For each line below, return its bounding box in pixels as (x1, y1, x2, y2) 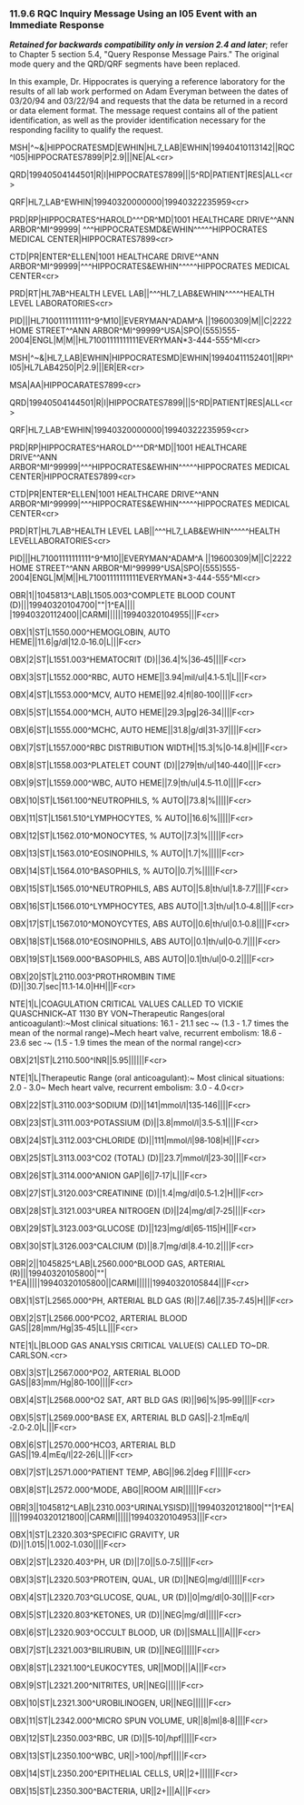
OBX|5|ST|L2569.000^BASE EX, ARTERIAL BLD (9, 1412, 187, 1423)
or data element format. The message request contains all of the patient (9, 105, 279, 116)
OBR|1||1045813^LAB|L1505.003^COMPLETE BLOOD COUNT (9, 590, 236, 601)
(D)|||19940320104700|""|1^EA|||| (9, 599, 136, 611)
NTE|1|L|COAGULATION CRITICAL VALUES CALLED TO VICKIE (9, 998, 244, 1009)
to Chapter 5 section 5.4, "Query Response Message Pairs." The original (9, 49, 279, 60)
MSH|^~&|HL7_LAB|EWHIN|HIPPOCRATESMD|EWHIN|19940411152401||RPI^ (9, 353, 294, 364)
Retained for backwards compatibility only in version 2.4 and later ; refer (9, 39, 289, 50)
